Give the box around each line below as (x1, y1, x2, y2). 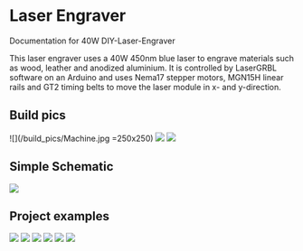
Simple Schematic (9, 159, 114, 174)
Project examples (9, 209, 110, 224)
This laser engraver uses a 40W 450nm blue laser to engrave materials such (9, 52, 294, 63)
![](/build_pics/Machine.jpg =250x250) (9, 133, 154, 144)
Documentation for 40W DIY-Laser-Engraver (9, 35, 175, 46)
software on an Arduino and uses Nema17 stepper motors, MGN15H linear (9, 71, 284, 82)
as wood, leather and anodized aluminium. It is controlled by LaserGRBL (9, 62, 278, 73)
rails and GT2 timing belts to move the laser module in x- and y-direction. (9, 81, 282, 92)
